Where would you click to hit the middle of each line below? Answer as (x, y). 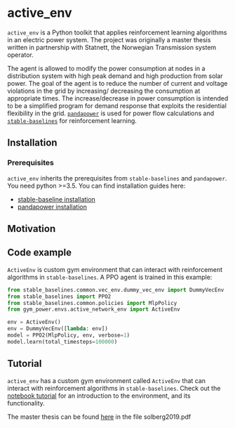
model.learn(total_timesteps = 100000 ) (62, 342)
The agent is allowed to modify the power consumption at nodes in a (106, 68)
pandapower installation (52, 207)
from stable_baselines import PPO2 (59, 297)
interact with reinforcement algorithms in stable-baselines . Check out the (114, 388)
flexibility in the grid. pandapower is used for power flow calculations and (111, 113)
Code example (40, 253)
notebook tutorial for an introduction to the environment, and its (99, 396)
